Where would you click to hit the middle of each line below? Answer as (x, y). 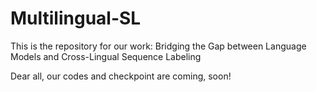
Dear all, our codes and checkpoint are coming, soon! (121, 76)
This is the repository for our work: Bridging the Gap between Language (158, 46)
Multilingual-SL (76, 18)
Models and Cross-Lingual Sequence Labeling (106, 56)
